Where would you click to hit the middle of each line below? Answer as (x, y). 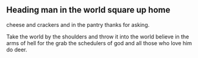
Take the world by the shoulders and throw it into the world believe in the (98, 37)
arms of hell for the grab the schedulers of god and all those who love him (99, 43)
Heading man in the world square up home (88, 10)
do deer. (17, 49)
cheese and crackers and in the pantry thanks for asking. (78, 24)
